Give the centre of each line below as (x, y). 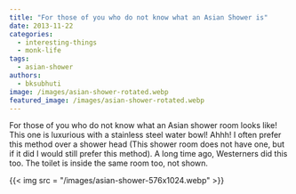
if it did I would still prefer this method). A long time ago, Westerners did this (148, 154)
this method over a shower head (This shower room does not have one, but (147, 144)
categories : (31, 34)
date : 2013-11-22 (41, 26)
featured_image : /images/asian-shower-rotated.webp (107, 100)
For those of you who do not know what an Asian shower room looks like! (144, 125)
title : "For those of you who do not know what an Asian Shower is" (139, 17)
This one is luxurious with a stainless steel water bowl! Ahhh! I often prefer (145, 135)
